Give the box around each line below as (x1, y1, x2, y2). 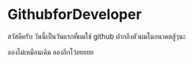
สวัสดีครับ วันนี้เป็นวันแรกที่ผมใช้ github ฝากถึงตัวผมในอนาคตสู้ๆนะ (7, 31, 187, 41)
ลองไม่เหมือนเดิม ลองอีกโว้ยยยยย (7, 47, 94, 57)
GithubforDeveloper (7, 6, 142, 24)
